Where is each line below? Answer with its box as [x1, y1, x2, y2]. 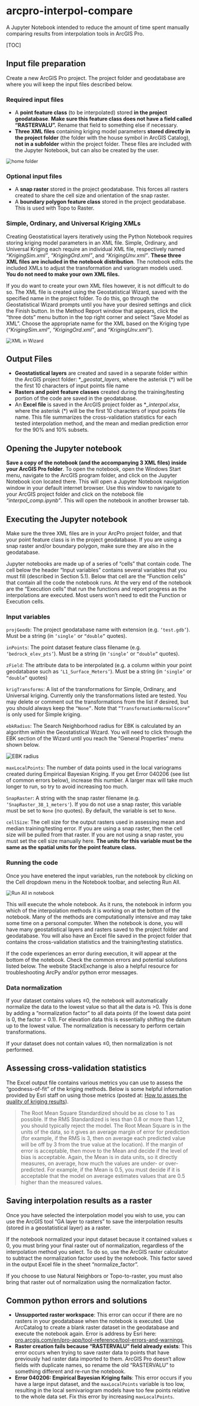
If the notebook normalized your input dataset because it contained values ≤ [6, 1235, 192, 1243]
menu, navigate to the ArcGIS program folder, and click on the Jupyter [6, 472, 178, 479]
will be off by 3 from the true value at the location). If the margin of [20, 1141, 184, 1148]
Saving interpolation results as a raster [6, 1196, 152, 1206]
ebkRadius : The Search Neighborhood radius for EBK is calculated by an [6, 723, 182, 730]
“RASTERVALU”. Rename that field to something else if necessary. [14, 121, 178, 129]
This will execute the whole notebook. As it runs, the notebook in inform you [6, 900, 192, 907]
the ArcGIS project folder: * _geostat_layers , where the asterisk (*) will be [14, 376, 192, 383]
